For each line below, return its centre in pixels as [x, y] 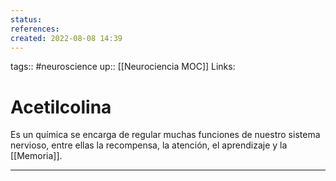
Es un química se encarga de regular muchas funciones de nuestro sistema [165, 135]
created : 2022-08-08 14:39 [66, 38]
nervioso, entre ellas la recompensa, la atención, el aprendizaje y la [149, 145]
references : [35, 29]
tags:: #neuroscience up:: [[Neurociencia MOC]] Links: [123, 67]
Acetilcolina [61, 107]
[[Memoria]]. [36, 156]
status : [26, 19]
